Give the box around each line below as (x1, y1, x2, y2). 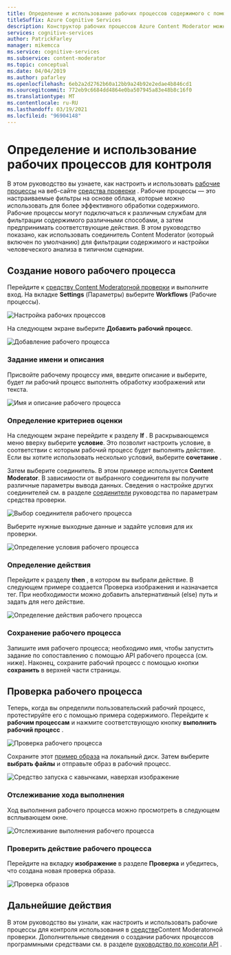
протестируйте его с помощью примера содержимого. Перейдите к (7, 711, 209, 719)
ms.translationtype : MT (7, 94, 76, 100)
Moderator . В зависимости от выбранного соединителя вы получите (7, 474, 209, 482)
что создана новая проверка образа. (7, 866, 115, 875)
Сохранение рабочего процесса (7, 628, 122, 638)
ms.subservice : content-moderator (7, 55, 107, 62)
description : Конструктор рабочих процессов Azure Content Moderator (7, 23, 211, 30)
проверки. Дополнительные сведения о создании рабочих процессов (7, 932, 214, 941)
